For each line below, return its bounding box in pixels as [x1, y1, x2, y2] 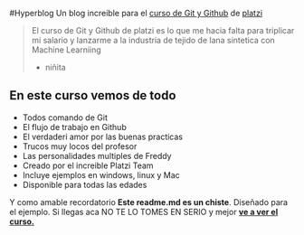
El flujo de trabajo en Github [22, 121, 127, 132]
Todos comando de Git [22, 112, 109, 123]
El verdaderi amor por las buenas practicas [22, 131, 184, 142]
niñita [44, 62, 66, 72]
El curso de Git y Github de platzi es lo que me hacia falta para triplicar [31, 25, 295, 35]
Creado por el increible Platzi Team [22, 160, 154, 171]
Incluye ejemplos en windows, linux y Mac [22, 169, 181, 180]
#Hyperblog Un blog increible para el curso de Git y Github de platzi [9, 8, 263, 18]
